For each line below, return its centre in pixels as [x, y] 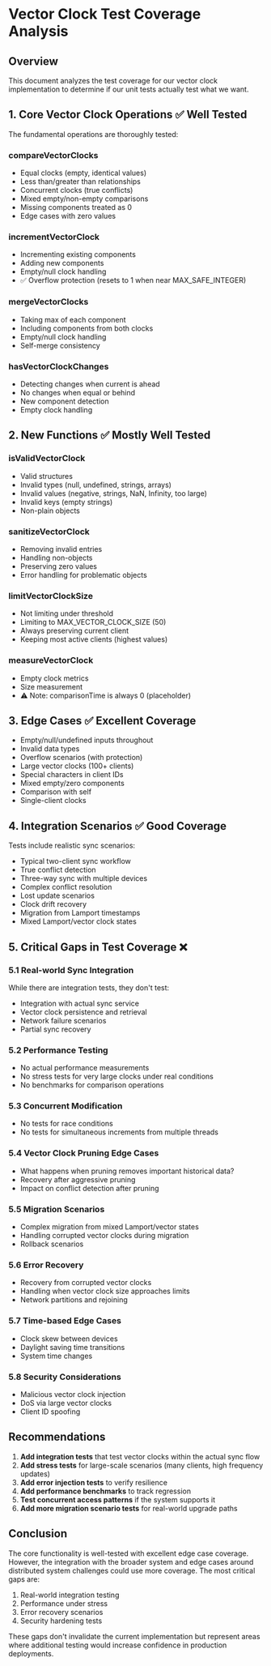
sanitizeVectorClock [49, 532]
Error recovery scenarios [61, 1612]
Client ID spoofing [50, 1412]
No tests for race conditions [66, 1124]
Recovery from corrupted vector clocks [86, 1283]
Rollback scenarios [52, 1244]
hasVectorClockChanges [59, 366]
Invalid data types [50, 749]
